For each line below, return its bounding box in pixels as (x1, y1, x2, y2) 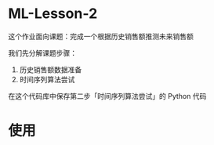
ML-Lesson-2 (8, 5, 98, 23)
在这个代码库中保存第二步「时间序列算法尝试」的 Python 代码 (8, 91, 207, 100)
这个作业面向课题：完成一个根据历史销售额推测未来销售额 (8, 31, 194, 41)
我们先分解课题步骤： (8, 48, 77, 57)
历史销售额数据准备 (19, 64, 82, 74)
